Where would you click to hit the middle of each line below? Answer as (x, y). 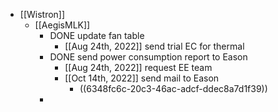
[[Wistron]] (42, 14)
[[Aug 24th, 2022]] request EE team (138, 67)
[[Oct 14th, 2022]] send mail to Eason (142, 78)
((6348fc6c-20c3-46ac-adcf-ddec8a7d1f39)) (173, 88)
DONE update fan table (97, 35)
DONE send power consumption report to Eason (148, 57)
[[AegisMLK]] (62, 25)
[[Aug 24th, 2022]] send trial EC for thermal (154, 46)
